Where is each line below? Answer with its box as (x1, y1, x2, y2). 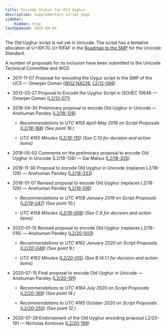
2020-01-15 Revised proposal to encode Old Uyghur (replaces (12, 225, 141, 231)
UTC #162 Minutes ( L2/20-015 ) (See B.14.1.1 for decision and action (19, 255, 158, 261)
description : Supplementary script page (5, 12, 91, 17)
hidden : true (14, 21, 41, 26)
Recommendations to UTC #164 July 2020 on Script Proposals (19, 285, 149, 291)
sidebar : (5, 16, 23, 21)
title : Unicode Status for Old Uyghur (5, 7, 86, 12)
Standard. (5, 50, 25, 56)
